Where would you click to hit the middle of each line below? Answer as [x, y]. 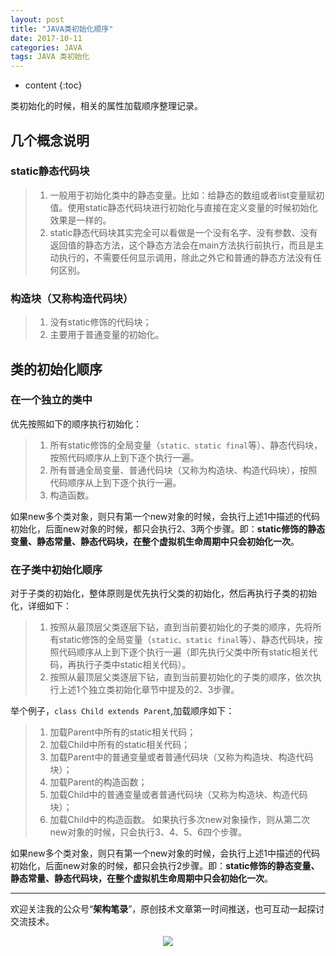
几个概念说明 [50, 140]
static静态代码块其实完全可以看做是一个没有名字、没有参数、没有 [183, 232]
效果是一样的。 [80, 220]
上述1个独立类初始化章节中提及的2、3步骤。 [149, 690]
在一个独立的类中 [51, 400]
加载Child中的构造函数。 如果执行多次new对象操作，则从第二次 [180, 820]
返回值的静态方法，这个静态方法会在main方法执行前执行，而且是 [182, 245]
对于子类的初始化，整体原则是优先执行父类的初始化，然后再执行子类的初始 [163, 593]
